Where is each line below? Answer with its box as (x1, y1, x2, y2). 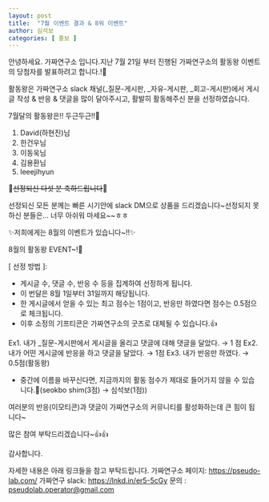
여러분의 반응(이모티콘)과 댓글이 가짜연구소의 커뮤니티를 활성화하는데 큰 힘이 (8, 402, 247, 412)
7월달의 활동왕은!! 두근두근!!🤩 (8, 111, 100, 121)
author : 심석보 (8, 26, 54, 34)
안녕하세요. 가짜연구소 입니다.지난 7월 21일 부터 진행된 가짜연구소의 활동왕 (8, 57, 239, 66)
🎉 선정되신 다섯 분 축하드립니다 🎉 (8, 183, 108, 193)
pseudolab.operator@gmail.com (8, 485, 114, 495)
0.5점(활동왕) (8, 358, 50, 368)
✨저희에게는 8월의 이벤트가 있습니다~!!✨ (8, 227, 136, 237)
